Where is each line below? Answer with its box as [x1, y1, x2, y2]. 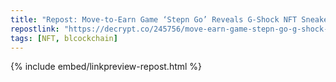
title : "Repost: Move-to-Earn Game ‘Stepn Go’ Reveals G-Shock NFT [10, 14, 298, 25]
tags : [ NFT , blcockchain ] [10, 33, 118, 43]
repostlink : [10, 24, 60, 34]
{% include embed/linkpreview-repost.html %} [10, 61, 203, 73]
